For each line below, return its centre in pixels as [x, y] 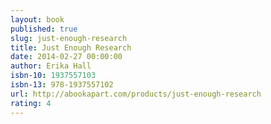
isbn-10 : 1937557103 [53, 76]
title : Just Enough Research [71, 47]
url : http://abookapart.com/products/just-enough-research [136, 94]
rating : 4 [31, 103]
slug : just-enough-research [69, 38]
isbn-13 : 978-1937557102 [62, 85]
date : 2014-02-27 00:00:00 [66, 57]
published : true [44, 29]
